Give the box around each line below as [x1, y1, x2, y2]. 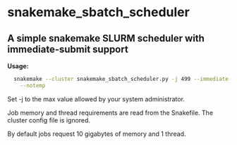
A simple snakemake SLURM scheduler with [7, 32, 205, 44]
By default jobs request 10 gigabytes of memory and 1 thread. [7, 130, 186, 138]
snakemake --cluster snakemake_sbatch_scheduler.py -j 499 [13, 75, 191, 82]
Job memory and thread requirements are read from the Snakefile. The [7, 108, 214, 117]
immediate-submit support [7, 43, 128, 55]
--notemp [20, 82, 46, 89]
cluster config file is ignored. [7, 115, 90, 124]
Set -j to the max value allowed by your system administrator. [7, 94, 186, 103]
